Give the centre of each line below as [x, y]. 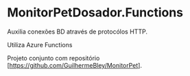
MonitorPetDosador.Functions [95, 13]
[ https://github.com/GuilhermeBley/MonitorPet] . [75, 65]
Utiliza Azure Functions [40, 45]
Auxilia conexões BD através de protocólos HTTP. [77, 31]
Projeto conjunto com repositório [54, 58]
